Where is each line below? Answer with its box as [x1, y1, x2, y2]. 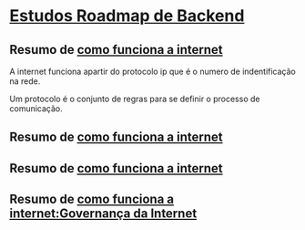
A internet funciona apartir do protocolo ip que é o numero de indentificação [9, 66, 296, 77]
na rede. [9, 76, 41, 87]
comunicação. [9, 103, 64, 114]
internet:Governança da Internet [9, 206, 198, 222]
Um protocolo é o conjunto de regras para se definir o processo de [9, 93, 260, 104]
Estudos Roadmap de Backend [9, 5, 245, 26]
